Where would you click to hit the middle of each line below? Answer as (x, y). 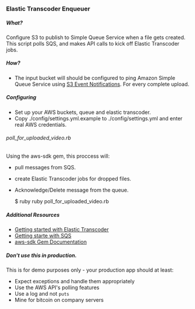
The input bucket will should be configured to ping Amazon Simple (95, 78)
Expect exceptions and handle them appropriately (74, 281)
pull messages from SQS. (45, 168)
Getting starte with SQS (43, 236)
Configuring (21, 98)
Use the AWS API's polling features (57, 287)
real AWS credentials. (40, 124)
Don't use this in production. (42, 255)
